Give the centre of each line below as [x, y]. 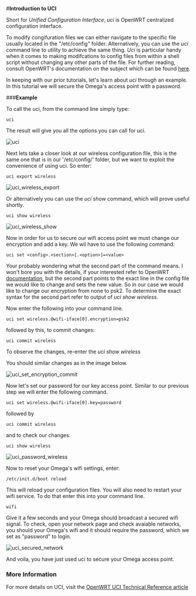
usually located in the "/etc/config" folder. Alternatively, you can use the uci [97, 44]
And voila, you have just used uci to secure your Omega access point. [90, 559]
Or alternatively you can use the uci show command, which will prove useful [98, 199]
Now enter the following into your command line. [65, 308]
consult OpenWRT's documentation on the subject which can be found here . [98, 69]
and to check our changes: [38, 435]
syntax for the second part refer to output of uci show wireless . [82, 297]
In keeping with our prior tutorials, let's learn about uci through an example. [97, 80]
